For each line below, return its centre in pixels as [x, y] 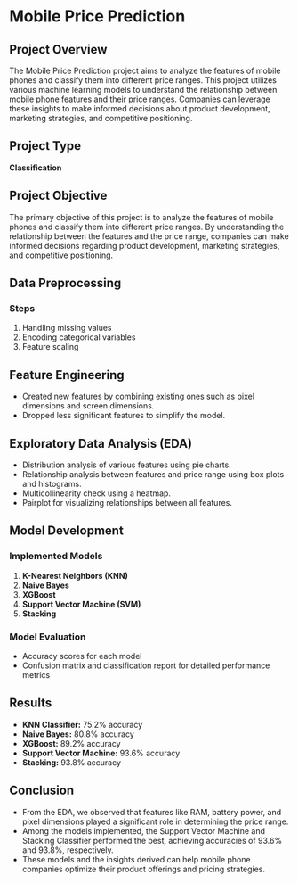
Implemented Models [56, 557]
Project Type [45, 146]
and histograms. [52, 483]
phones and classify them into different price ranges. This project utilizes [143, 80]
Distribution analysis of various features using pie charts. [126, 465]
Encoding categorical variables [79, 337]
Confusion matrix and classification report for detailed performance [146, 665]
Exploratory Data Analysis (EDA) [101, 443]
